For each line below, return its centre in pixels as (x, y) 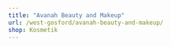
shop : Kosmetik (33, 30)
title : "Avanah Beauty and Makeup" (67, 15)
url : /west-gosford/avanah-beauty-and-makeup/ (86, 23)
